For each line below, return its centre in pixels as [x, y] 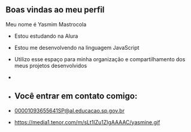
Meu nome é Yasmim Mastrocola [46, 24]
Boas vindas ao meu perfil [55, 10]
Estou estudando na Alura [46, 36]
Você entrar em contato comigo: [76, 96]
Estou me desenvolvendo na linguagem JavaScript [77, 47]
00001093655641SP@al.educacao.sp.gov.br [69, 110]
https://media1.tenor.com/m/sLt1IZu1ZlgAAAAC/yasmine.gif [87, 122]
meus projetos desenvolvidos [51, 65]
